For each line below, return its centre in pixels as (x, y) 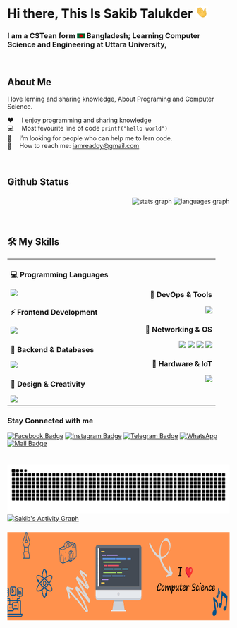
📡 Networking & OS (179, 329)
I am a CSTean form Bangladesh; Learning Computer (104, 36)
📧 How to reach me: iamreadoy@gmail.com (73, 146)
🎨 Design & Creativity (48, 385)
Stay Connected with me (50, 421)
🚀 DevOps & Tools (181, 295)
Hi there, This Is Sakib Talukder (100, 14)
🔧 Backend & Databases (52, 349)
